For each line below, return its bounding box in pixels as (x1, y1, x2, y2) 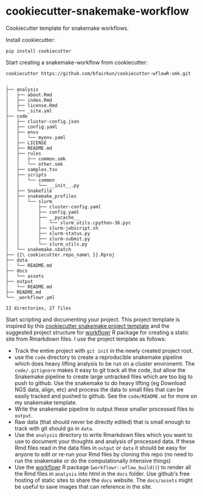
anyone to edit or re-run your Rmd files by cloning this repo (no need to (14, 450, 193, 458)
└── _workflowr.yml (5, 294, 55, 300)
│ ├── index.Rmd (5, 97, 52, 103)
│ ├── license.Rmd (5, 102, 58, 108)
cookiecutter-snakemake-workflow (5, 4, 190, 18)
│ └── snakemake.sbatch (5, 246, 71, 252)
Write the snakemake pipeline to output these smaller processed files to (14, 405, 194, 413)
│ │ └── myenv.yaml (5, 134, 66, 141)
